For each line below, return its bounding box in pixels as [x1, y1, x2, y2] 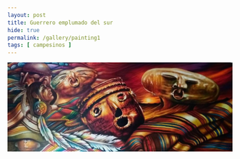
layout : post [7, 11, 46, 19]
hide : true [7, 26, 40, 34]
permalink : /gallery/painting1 [7, 34, 101, 41]
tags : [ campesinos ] [7, 41, 72, 49]
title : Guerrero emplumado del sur [7, 19, 114, 26]
